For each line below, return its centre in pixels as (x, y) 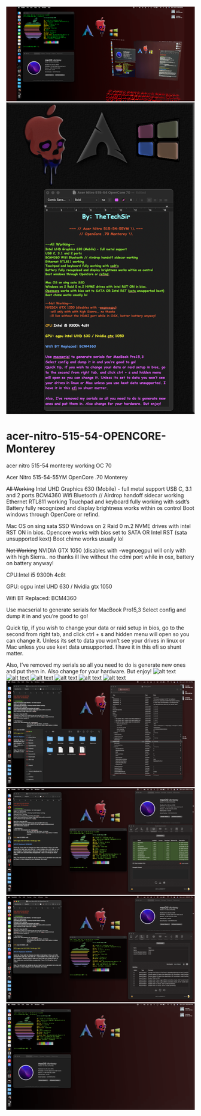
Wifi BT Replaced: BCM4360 (41, 598)
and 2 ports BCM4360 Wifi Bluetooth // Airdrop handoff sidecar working (95, 495)
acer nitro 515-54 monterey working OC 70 (59, 466)
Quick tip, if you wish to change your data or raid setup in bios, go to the (95, 628)
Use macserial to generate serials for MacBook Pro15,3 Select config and (96, 610)
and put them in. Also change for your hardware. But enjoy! (79, 671)
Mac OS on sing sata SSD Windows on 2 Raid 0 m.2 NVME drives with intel (99, 526)
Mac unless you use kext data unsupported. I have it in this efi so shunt (94, 647)
